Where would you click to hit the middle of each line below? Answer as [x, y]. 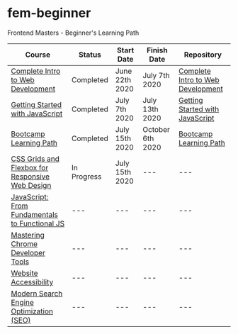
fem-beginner [49, 13]
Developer [28, 252]
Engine [22, 302]
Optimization [32, 311]
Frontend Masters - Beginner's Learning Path [73, 33]
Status [90, 55]
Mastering [28, 235]
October [156, 129]
